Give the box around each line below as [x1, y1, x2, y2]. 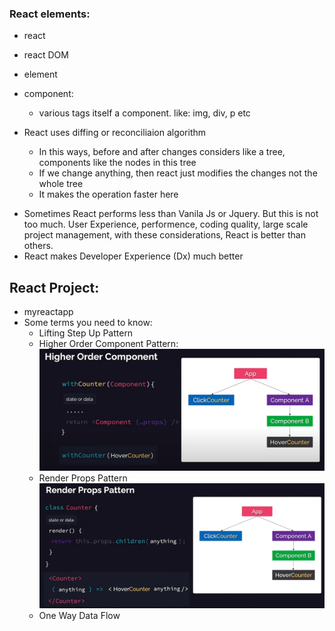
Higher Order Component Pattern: [38, 338, 179, 350]
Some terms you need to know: [23, 317, 153, 329]
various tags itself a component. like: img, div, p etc [38, 107, 251, 119]
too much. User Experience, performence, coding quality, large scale [23, 218, 309, 231]
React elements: [9, 7, 91, 21]
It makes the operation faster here [38, 188, 179, 201]
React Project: [9, 279, 100, 296]
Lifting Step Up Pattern [38, 327, 134, 339]
